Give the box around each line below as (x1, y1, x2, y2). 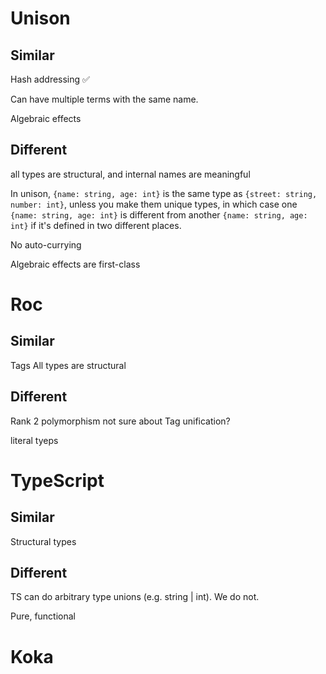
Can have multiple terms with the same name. (10, 93, 199, 105)
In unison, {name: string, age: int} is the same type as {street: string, (10, 187, 318, 199)
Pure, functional (10, 610, 77, 622)
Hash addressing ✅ (10, 73, 90, 85)
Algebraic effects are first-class (10, 258, 141, 270)
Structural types (10, 535, 77, 547)
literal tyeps (10, 434, 59, 446)
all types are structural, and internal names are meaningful (10, 168, 251, 180)
